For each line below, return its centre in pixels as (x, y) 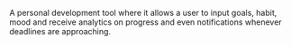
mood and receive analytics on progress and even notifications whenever (145, 22)
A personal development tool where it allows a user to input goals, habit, (143, 13)
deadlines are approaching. (60, 31)
